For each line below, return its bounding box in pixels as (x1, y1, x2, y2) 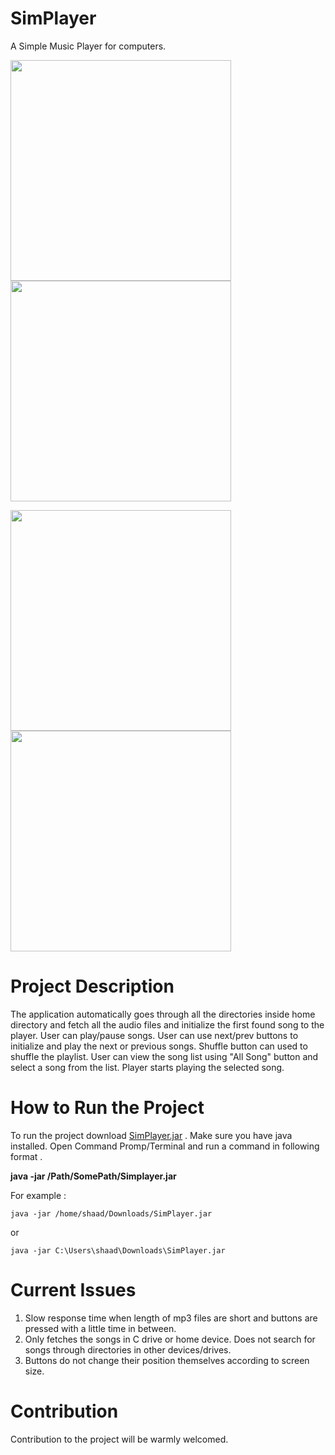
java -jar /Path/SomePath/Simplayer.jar (10, 1170, 177, 1182)
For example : (10, 1189, 67, 1201)
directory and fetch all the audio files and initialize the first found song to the (10, 1018, 325, 1031)
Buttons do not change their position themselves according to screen (24, 1354, 310, 1366)
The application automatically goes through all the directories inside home (10, 1008, 316, 1020)
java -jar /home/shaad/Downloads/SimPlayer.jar (10, 1208, 213, 1219)
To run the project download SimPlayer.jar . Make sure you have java (10, 1129, 293, 1141)
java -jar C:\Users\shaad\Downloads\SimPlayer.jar (10, 1245, 226, 1256)
